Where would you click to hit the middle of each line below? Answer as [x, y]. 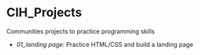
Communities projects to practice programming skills [81, 31]
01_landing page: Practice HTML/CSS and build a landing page [105, 44]
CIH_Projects [44, 13]
